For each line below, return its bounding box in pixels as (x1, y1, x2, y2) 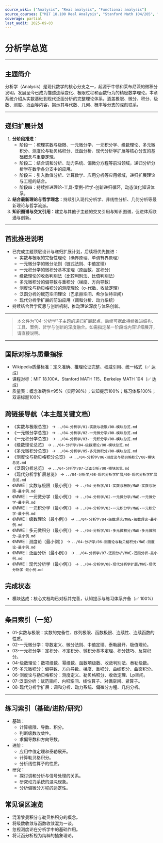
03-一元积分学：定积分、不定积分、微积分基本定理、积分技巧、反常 (12, 647, 147, 653)
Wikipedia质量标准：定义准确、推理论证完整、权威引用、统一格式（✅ (12, 364, 150, 370)
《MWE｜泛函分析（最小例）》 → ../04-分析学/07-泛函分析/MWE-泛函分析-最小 (12, 550, 158, 556)
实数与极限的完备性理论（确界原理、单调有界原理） (19, 254, 122, 260)
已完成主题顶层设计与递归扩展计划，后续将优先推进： (12, 248, 119, 254)
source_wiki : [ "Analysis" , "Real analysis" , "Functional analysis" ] (5, 7, 147, 12)
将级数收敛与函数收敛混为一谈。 (12, 820, 76, 826)
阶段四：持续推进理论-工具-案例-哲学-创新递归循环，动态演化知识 (19, 184, 151, 190)
